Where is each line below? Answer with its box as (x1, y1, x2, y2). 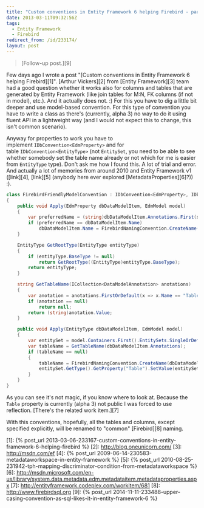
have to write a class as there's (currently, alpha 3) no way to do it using (6, 110, 186, 117)
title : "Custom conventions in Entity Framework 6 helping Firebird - (6, 9, 189, 15)
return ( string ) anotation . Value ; (28, 309, 113, 316)
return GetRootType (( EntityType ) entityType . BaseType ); (38, 259, 181, 265)
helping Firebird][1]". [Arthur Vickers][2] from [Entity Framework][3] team (6, 77, 189, 85)
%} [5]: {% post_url (111, 456, 160, 463)
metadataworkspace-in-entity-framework (6, 456, 110, 463)
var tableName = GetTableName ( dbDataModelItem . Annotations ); (28, 343, 186, 349)
